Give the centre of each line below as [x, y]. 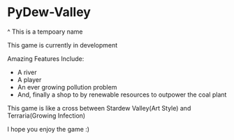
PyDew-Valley [49, 12]
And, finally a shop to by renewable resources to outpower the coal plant [122, 94]
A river [27, 72]
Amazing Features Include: [46, 58]
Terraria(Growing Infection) [46, 115]
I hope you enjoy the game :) [48, 129]
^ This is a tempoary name [45, 31]
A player [29, 79]
